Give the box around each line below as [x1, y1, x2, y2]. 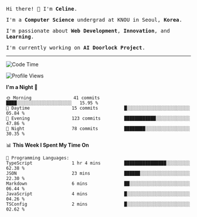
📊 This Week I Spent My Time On [6, 141, 89, 148]
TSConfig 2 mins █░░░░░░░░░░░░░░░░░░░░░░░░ [6, 201, 191, 207]
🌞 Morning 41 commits [6, 95, 100, 101]
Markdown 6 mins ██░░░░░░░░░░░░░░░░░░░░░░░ [6, 181, 191, 187]
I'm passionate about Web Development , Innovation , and [6, 28, 170, 34]
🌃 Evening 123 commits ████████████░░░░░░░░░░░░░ [6, 116, 191, 121]
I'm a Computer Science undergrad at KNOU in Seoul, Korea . [6, 16, 183, 23]
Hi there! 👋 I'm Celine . [6, 6, 77, 12]
